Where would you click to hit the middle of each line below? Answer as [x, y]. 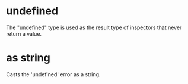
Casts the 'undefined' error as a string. [53, 74]
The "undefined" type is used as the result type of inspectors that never [94, 27]
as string [28, 58]
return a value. [24, 33]
